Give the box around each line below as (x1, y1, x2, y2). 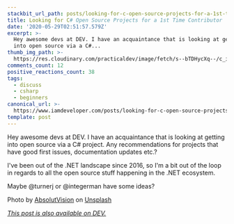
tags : (7, 74, 23, 82)
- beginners (13, 95, 49, 102)
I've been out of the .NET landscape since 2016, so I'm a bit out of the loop (7, 161, 221, 169)
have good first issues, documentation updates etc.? (7, 147, 158, 156)
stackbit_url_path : (7, 10, 64, 17)
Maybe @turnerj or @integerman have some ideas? (7, 182, 155, 190)
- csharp (13, 88, 39, 95)
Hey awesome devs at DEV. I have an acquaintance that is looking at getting (7, 133, 225, 141)
